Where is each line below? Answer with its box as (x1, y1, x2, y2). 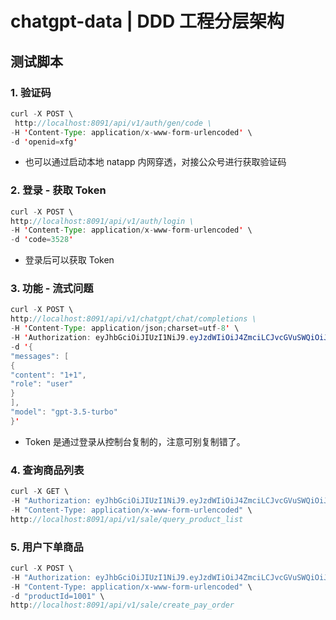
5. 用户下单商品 (10, 540, 84, 554)
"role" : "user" (10, 379, 74, 389)
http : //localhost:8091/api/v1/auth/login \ (10, 216, 195, 226)
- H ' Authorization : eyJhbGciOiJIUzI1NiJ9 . (10, 333, 190, 343)
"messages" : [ (10, 351, 70, 361)
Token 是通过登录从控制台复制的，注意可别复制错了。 (24, 435, 246, 447)
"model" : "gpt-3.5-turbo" (10, 407, 118, 417)
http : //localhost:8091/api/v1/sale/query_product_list (10, 514, 244, 524)
